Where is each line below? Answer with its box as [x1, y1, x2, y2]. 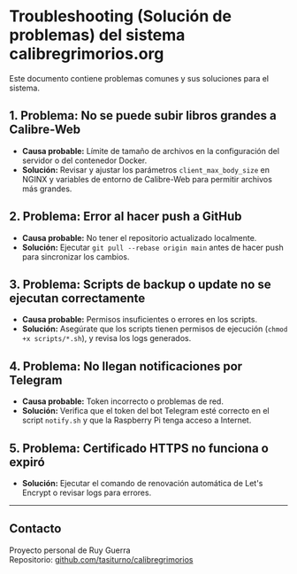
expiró [9, 454, 46, 469]
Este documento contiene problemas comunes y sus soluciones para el [9, 73, 270, 83]
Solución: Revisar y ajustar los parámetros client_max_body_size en [21, 164, 270, 175]
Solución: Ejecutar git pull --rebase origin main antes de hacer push [21, 242, 285, 252]
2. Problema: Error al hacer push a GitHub [9, 209, 242, 224]
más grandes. [21, 183, 72, 194]
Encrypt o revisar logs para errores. [21, 487, 152, 498]
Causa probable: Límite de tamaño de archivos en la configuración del [21, 145, 280, 156]
